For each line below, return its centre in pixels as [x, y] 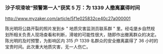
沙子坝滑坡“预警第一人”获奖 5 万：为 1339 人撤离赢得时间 [72, 7]
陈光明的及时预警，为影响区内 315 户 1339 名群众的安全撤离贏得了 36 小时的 [82, 41]
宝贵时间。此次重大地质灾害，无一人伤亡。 [48, 47]
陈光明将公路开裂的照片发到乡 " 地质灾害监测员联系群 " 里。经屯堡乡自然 [78, 29]
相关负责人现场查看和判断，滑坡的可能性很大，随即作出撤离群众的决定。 [86, 35]
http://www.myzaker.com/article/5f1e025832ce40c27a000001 [68, 18]
